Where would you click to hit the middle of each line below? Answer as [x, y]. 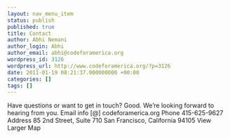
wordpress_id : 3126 [36, 60]
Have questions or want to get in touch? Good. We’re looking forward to [111, 105]
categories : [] [29, 79]
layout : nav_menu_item [40, 14]
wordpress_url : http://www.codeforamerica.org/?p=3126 [89, 66]
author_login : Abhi [36, 46]
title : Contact [29, 33]
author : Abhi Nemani [38, 40]
